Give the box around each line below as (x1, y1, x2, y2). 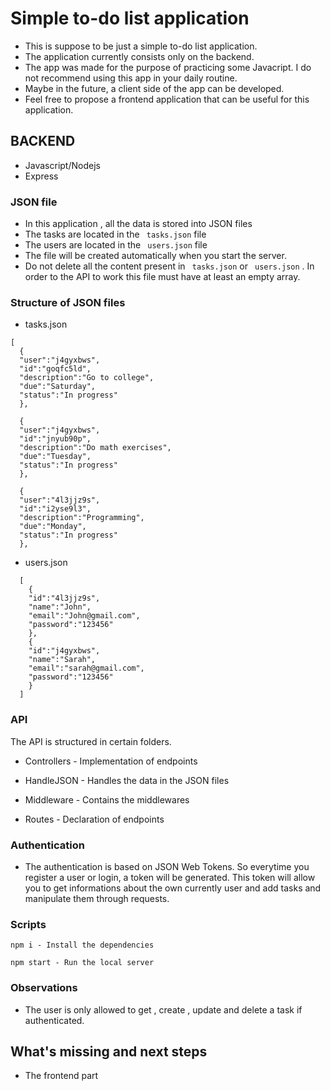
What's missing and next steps (10, 1043, 208, 1060)
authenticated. (24, 1014, 85, 1026)
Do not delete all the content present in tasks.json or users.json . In (24, 260, 315, 272)
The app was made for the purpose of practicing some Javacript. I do (24, 61, 312, 73)
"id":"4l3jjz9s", (28, 593, 101, 604)
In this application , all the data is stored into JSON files (24, 218, 253, 230)
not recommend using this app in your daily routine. (24, 72, 238, 84)
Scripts (10, 917, 47, 931)
